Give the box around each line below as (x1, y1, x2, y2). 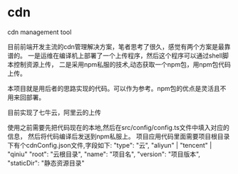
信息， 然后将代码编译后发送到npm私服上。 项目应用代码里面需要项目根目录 (7, 132, 230, 141)
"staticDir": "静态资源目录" (7, 158, 85, 167)
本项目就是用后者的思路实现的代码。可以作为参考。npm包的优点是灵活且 (7, 84, 221, 92)
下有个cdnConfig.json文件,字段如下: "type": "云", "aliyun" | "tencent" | (7, 141, 212, 149)
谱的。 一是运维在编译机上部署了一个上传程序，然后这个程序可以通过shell (7, 51, 223, 60)
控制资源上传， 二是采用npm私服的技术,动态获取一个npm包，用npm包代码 (13, 60, 232, 68)
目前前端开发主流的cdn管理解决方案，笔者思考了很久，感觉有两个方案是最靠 (7, 42, 231, 50)
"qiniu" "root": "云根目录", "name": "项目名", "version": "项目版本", (7, 150, 201, 158)
